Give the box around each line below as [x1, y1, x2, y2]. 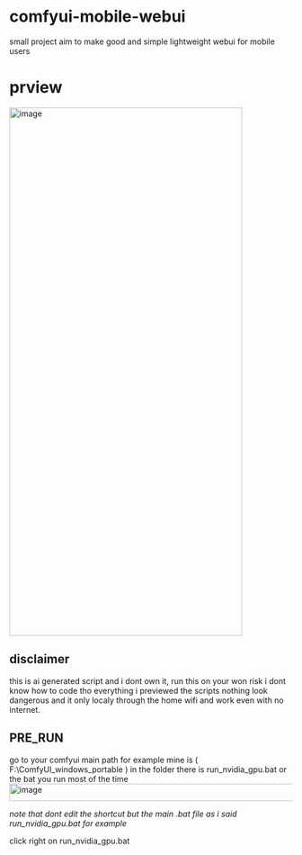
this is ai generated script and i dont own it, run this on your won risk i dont [9, 675, 286, 686]
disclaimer [9, 652, 70, 667]
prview [9, 77, 63, 98]
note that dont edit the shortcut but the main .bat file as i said [9, 808, 237, 819]
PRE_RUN [9, 731, 65, 746]
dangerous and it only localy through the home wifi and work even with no [9, 695, 285, 706]
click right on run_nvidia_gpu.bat [9, 835, 130, 846]
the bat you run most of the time [9, 773, 129, 784]
